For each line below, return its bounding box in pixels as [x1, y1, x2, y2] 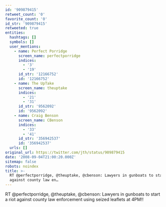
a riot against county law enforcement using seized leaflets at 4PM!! [5, 197, 144, 202]
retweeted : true [5, 26, 39, 31]
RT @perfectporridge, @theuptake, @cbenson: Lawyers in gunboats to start [5, 191, 161, 197]
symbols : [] [9, 40, 35, 45]
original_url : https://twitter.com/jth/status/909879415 [5, 150, 125, 155]
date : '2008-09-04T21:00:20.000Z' [5, 155, 77, 159]
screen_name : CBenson [18, 117, 63, 123]
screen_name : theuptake [18, 85, 68, 91]
